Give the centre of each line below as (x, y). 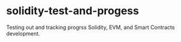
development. (23, 33)
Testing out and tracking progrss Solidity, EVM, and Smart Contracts (90, 27)
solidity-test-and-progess (73, 11)
